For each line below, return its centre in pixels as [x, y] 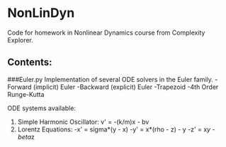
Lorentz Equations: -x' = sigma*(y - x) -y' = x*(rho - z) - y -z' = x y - [116, 129]
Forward [19, 87]
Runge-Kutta [26, 94]
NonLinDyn [41, 13]
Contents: [30, 63]
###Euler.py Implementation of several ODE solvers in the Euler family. [111, 79]
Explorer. [21, 40]
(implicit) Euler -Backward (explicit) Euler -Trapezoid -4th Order [126, 87]
